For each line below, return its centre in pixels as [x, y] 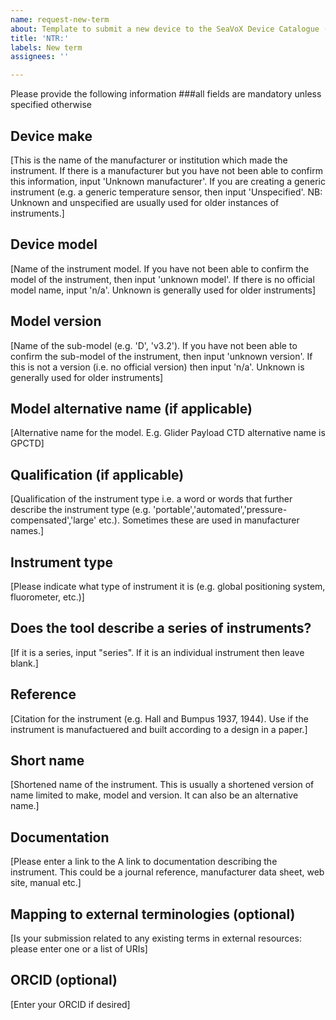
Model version [56, 321]
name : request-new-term [60, 19]
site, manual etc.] [46, 883]
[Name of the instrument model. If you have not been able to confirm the [160, 268]
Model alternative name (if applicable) [131, 408]
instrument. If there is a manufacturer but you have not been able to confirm [166, 170]
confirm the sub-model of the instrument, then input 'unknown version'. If [161, 356]
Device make [51, 136]
